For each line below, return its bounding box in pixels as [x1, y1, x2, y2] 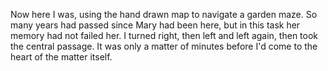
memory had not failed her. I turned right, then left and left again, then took [10, 30, 319, 41]
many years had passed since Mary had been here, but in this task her [10, 19, 301, 31]
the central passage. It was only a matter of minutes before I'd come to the [10, 40, 318, 52]
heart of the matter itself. [10, 51, 113, 63]
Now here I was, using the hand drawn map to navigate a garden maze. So [10, 9, 318, 20]
